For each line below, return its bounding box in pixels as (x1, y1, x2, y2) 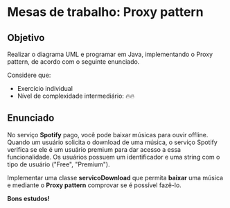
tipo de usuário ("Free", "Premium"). (7, 160, 110, 168)
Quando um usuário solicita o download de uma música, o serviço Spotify (7, 138, 218, 146)
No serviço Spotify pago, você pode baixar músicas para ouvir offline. (7, 130, 209, 139)
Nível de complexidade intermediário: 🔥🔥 (17, 92, 135, 100)
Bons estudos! (7, 194, 50, 202)
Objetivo (7, 32, 45, 44)
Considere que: (7, 71, 51, 79)
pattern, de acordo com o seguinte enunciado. (7, 58, 140, 66)
